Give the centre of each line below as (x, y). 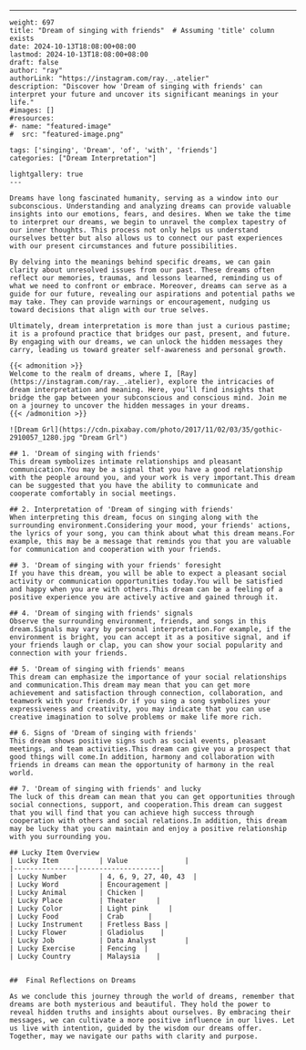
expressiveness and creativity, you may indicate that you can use (140, 709)
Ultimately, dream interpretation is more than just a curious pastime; (150, 326)
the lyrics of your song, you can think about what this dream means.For (153, 534)
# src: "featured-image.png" (67, 134)
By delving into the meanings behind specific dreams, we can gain (140, 262)
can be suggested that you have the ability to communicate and (134, 485)
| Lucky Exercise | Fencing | (79, 949)
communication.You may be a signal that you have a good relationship (146, 470)
